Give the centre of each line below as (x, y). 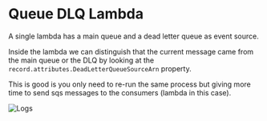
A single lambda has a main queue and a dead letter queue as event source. (133, 36)
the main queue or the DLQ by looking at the (81, 60)
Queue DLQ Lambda (76, 14)
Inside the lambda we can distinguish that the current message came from (131, 51)
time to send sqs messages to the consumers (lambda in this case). (120, 92)
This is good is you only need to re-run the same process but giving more (129, 84)
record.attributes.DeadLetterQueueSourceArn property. (100, 68)
